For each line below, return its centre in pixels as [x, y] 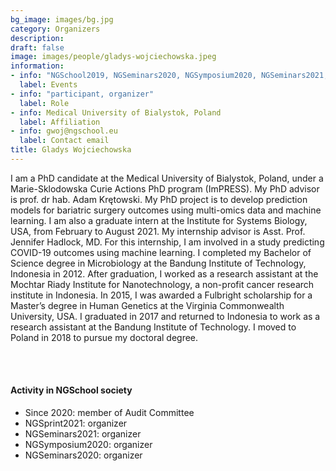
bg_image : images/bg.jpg [62, 19]
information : [37, 66]
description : [37, 38]
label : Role [44, 103]
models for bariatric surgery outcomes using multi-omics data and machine [166, 210]
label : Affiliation [60, 122]
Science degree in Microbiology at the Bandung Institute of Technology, [158, 263]
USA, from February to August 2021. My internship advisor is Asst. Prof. [158, 231]
